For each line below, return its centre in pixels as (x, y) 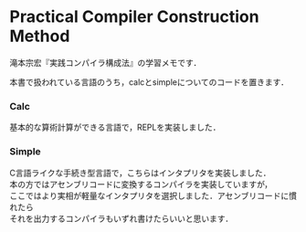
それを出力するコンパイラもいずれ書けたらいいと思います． (121, 218)
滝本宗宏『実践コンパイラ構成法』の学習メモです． (106, 62)
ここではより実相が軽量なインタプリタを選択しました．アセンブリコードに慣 (153, 195)
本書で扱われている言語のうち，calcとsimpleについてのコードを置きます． (149, 82)
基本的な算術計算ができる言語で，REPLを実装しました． (115, 127)
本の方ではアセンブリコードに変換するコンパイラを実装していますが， (141, 184)
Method (40, 36)
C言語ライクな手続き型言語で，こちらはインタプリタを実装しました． (140, 173)
